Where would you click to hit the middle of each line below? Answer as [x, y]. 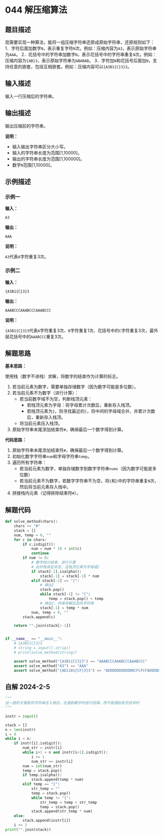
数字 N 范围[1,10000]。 [33, 165]
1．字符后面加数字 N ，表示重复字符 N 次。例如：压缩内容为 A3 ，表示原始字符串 [81, 48]
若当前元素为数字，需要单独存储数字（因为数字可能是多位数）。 [75, 387]
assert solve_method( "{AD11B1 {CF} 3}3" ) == [58, 670]
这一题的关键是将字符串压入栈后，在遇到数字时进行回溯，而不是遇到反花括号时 [72, 703]
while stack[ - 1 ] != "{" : [65, 594]
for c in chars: [31, 540]
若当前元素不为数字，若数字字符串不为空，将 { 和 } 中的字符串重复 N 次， [89, 481]
